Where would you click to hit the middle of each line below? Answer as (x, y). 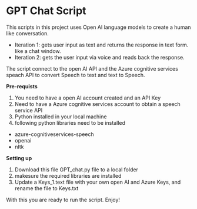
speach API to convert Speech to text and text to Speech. (76, 75)
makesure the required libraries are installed (68, 175)
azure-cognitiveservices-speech (54, 134)
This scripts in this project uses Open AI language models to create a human (98, 27)
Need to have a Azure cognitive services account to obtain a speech (97, 104)
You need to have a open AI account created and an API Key (88, 98)
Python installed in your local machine (61, 117)
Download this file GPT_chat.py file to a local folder (76, 170)
